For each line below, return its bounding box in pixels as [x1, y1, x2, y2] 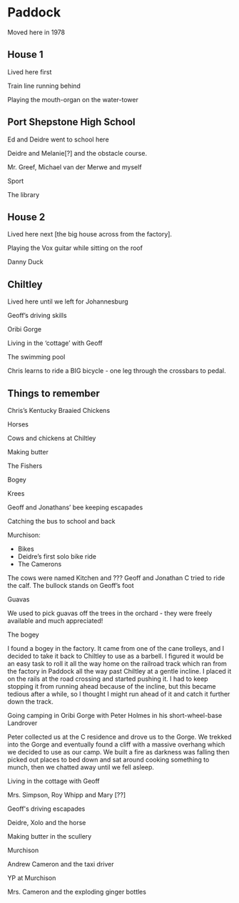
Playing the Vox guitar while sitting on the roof [7, 244, 143, 252]
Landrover [7, 719, 38, 727]
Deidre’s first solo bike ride [17, 552, 97, 561]
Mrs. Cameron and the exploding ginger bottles [7, 887, 146, 896]
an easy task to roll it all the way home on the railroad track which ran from [7, 659, 227, 668]
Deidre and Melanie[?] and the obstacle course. [7, 149, 148, 157]
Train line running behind [7, 81, 81, 90]
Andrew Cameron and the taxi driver [7, 860, 114, 868]
